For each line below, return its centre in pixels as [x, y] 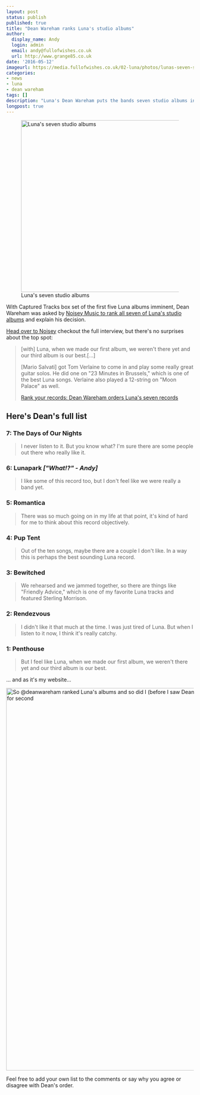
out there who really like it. [53, 452]
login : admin [28, 45]
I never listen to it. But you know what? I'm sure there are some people [107, 446]
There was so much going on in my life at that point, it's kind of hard [104, 516]
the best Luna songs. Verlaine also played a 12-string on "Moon [99, 380]
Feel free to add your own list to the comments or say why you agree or [94, 1079]
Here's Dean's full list [47, 416]
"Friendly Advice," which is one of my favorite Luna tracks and [97, 592]
